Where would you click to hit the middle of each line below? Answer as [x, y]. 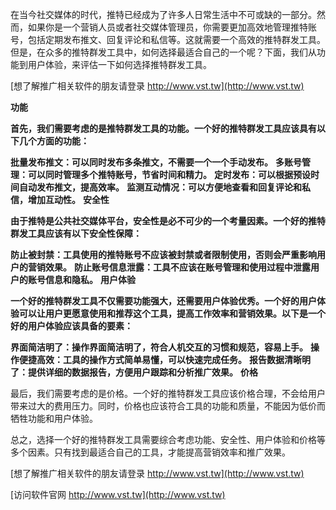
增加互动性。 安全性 [68, 199]
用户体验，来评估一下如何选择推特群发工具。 [119, 64]
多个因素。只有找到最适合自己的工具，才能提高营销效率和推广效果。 [150, 452]
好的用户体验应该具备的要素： [71, 326]
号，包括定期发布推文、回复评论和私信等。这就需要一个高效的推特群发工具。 [168, 39]
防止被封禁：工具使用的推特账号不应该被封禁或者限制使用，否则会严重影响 [163, 254]
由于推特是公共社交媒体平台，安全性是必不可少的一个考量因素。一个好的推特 [168, 221]
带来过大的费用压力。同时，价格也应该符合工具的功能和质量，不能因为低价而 [168, 406]
